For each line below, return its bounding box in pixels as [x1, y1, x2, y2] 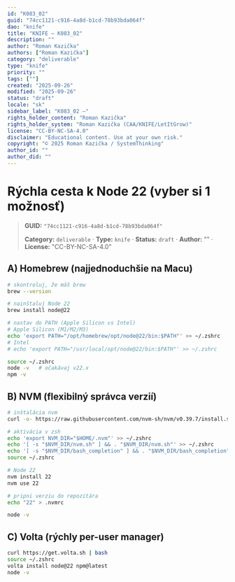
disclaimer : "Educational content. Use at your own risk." [7, 134, 183, 141]
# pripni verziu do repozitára [7, 492, 99, 499]
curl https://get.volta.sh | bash [7, 550, 108, 557]
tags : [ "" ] [7, 75, 39, 83]
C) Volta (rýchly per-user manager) [7, 531, 164, 543]
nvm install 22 [7, 473, 52, 480]
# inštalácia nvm [7, 409, 58, 416]
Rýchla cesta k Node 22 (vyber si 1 [7, 183, 211, 199]
